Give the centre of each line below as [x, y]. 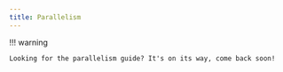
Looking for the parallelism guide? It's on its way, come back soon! [142, 58]
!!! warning [29, 42]
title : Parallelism [45, 17]
